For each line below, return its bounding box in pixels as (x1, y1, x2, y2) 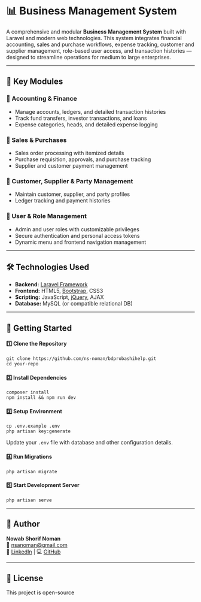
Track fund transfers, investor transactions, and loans (14, 114, 147, 122)
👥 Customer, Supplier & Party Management (6, 177, 133, 185)
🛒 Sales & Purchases (6, 135, 67, 144)
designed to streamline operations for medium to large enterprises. (6, 53, 172, 60)
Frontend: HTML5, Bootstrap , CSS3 (14, 288, 103, 295)
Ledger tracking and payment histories (14, 197, 111, 204)
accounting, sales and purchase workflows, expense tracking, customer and (6, 41, 194, 48)
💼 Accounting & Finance (6, 95, 78, 103)
